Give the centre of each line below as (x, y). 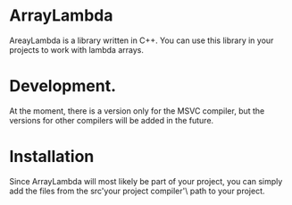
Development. (63, 86)
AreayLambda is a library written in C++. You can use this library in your (142, 40)
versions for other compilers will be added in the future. (112, 120)
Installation (52, 157)
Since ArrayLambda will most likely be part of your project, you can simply (146, 181)
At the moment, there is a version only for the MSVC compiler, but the (137, 111)
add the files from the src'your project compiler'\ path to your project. (137, 191)
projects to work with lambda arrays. (77, 49)
